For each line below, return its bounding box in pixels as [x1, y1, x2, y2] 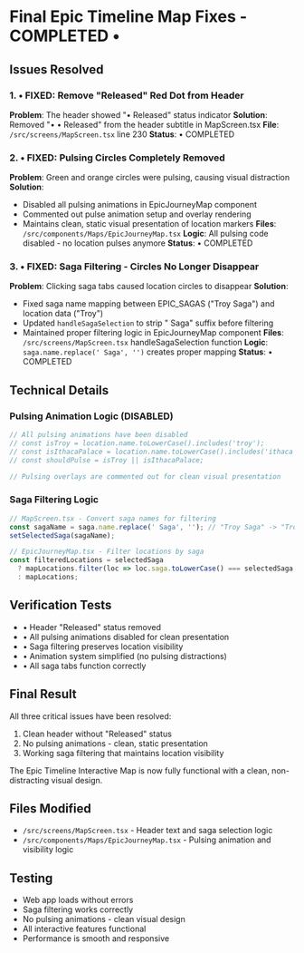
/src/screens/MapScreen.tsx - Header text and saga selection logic [22, 825, 273, 836]
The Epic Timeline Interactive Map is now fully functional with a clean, [9, 764, 270, 776]
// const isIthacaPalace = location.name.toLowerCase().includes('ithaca [9, 447, 294, 456]
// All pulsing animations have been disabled [9, 431, 188, 440]
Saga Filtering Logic [9, 493, 100, 506]
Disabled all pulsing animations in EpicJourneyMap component [22, 199, 258, 210]
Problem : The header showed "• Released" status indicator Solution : [9, 109, 268, 120]
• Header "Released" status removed [22, 621, 161, 632]
